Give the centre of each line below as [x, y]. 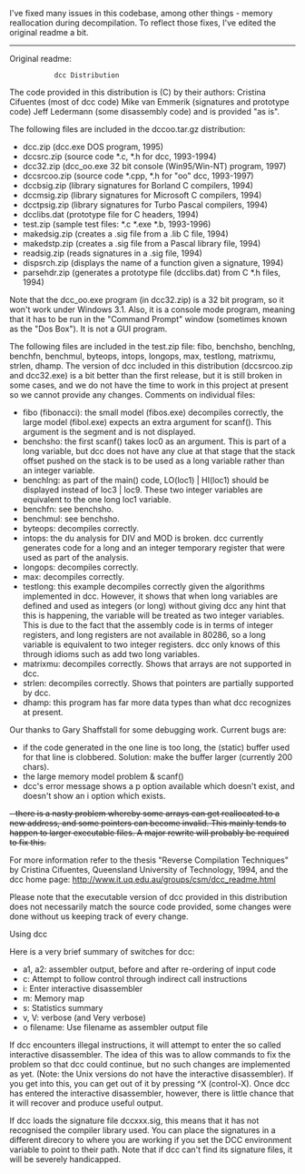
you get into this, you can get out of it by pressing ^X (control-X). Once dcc [150, 1083]
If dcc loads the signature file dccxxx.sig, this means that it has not [134, 1120]
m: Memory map [53, 998]
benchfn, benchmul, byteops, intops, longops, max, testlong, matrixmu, [143, 356]
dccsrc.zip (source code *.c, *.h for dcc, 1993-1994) [119, 157]
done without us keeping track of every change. [99, 916]
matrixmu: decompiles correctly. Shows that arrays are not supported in [157, 664]
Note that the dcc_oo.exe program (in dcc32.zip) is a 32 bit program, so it [147, 300]
